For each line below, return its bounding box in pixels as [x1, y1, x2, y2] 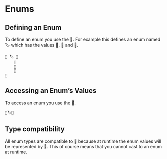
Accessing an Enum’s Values [5, 86, 97, 95]
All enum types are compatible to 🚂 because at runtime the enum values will [5, 138, 161, 144]
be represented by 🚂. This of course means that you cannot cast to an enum [5, 143, 162, 149]
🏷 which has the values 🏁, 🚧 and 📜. [5, 42, 79, 48]
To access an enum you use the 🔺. [5, 100, 76, 106]
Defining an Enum [5, 23, 62, 32]
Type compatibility [5, 125, 65, 133]
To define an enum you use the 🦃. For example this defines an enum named [5, 36, 161, 42]
